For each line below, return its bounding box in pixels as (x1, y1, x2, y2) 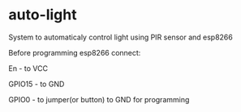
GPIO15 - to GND (8, 79, 65, 89)
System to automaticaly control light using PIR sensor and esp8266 (8, 32, 233, 42)
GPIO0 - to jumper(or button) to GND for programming (8, 94, 190, 104)
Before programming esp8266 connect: (8, 48, 141, 57)
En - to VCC (8, 63, 49, 73)
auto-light (8, 6, 77, 24)
